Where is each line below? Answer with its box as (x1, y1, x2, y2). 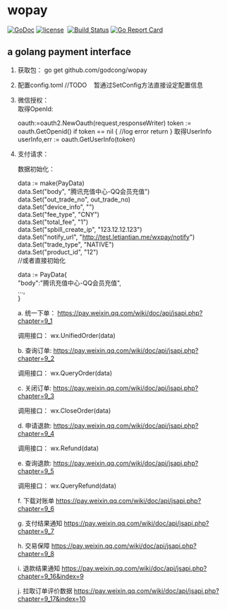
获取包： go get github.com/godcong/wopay (17, 66, 148, 74)
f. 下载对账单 (17, 496, 55, 505)
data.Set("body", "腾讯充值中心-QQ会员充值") (17, 187, 150, 196)
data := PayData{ (17, 270, 67, 278)
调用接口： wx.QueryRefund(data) (17, 481, 117, 490)
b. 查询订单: (17, 346, 52, 355)
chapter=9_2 (17, 354, 55, 363)
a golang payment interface (7, 46, 132, 58)
